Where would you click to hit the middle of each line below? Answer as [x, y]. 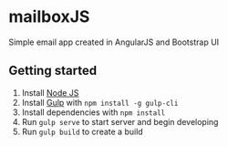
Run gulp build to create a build [82, 131]
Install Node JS [50, 92]
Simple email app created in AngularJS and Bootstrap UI [114, 42]
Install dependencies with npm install [93, 112]
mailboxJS [49, 17]
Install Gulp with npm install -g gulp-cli [100, 102]
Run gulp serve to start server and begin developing [120, 121]
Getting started [53, 71]
